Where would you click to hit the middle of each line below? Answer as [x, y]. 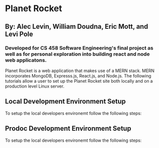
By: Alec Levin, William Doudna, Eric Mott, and [77, 27]
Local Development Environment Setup [65, 102]
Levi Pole [19, 34]
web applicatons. [26, 60]
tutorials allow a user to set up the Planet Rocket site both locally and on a [79, 81]
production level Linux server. [35, 86]
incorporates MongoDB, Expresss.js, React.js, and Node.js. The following [78, 75]
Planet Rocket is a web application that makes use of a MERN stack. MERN [80, 71]
